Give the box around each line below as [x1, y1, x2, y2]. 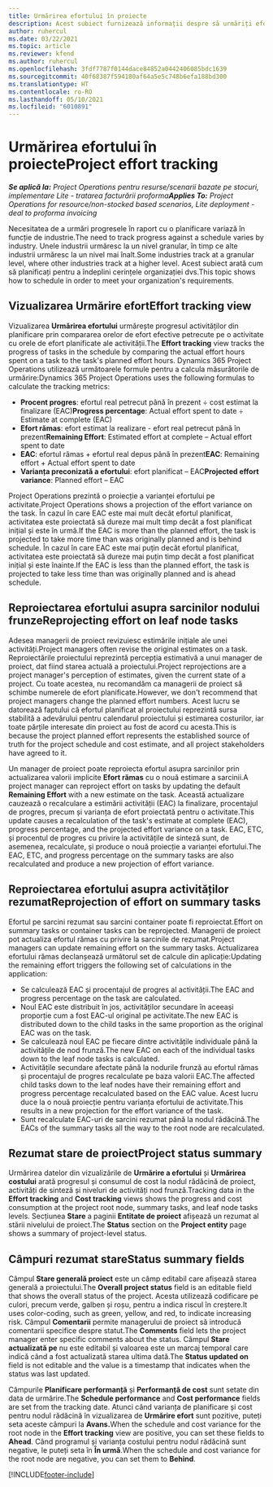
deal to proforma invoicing [8, 208, 97, 218]
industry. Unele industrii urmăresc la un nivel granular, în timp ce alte [8, 241, 238, 251]
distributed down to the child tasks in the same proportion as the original [19, 1019, 264, 1029]
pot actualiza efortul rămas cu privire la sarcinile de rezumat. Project [8, 934, 235, 944]
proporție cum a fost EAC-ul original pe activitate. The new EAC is [19, 1011, 239, 1020]
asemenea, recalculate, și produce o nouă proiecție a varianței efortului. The [8, 841, 262, 851]
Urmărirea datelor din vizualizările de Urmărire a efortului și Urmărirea [8, 1168, 246, 1178]
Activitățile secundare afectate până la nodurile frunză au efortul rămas [19, 1062, 259, 1072]
